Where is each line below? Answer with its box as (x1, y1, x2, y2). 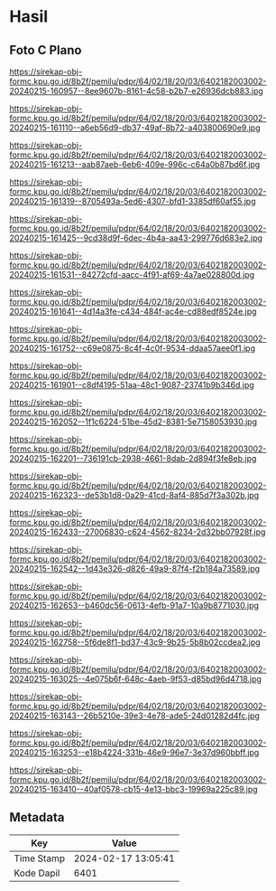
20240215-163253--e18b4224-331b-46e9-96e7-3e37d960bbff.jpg (9, 747, 260, 757)
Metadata (9, 810, 65, 825)
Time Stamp (14, 852, 66, 865)
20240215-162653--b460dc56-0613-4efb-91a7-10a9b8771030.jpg (9, 600, 260, 611)
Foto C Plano (9, 43, 82, 58)
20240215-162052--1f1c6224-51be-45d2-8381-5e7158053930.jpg (9, 416, 258, 427)
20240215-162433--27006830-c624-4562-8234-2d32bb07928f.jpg (9, 526, 266, 537)
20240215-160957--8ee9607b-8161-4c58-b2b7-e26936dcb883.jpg (9, 86, 263, 96)
